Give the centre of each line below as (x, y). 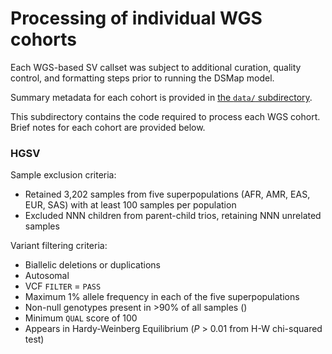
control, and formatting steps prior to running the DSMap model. (142, 78)
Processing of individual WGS (136, 18)
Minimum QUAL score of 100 (81, 318)
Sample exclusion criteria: (63, 175)
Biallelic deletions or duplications (92, 265)
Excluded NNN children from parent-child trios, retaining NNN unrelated (173, 216)
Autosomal (47, 276)
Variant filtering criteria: (59, 246)
